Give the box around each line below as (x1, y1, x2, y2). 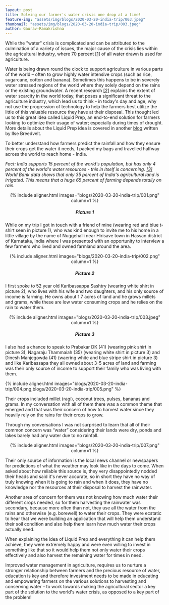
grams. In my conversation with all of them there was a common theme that (5, 401, 162, 407)
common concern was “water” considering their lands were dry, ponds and (5, 427, 161, 433)
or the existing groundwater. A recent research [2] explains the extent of (5, 88, 155, 94)
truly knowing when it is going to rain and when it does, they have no (5, 479, 148, 485)
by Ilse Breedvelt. (5, 131, 41, 137)
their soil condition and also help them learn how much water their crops (5, 521, 156, 527)
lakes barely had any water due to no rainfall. (5, 433, 99, 439)
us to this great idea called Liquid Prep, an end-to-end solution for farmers (5, 114, 160, 120)
